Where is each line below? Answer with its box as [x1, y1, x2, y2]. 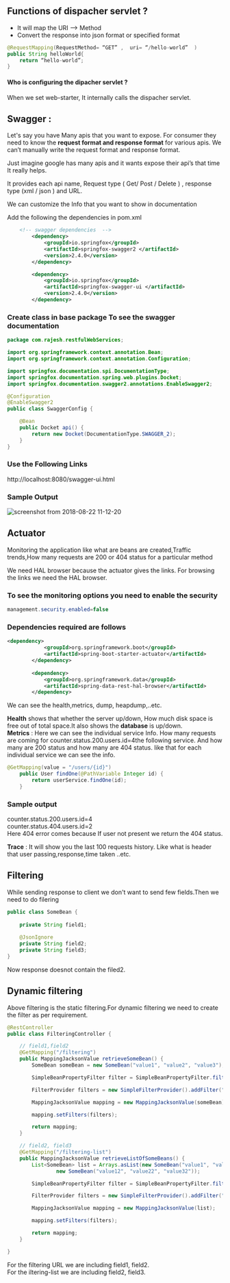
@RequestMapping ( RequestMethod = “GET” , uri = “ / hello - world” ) [7, 44, 197, 51]
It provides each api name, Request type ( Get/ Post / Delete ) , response [7, 179, 212, 188]
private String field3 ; [19, 947, 88, 954]
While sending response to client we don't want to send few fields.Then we [7, 888, 219, 896]
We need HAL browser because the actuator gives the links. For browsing [7, 566, 215, 574]
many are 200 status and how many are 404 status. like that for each [7, 744, 202, 752]
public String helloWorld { [7, 51, 84, 58]
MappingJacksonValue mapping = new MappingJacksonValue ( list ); [31, 1205, 216, 1212]
